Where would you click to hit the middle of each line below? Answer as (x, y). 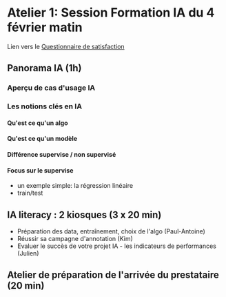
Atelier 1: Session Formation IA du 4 (111, 13)
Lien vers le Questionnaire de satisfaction (66, 46)
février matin (45, 27)
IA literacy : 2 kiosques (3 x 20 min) (84, 214)
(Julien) (28, 253)
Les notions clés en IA (45, 106)
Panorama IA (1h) (44, 68)
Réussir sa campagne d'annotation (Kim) (75, 238)
